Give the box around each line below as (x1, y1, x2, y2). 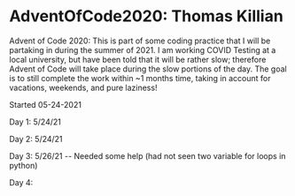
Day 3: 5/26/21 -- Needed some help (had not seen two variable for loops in (9, 150, 286, 161)
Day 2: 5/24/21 (9, 133, 64, 144)
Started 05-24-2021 (9, 99, 82, 109)
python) (9, 160, 38, 170)
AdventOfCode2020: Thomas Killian (9, 6, 283, 26)
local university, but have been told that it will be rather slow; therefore (9, 54, 267, 64)
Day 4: (9, 177, 34, 187)
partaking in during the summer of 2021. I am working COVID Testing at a (9, 44, 276, 55)
